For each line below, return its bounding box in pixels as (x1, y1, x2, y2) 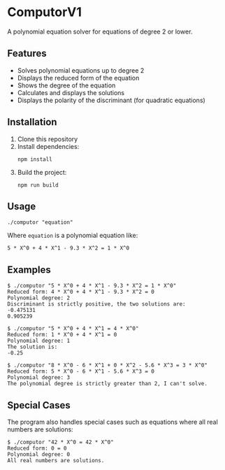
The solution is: (7, 343, 58, 350)
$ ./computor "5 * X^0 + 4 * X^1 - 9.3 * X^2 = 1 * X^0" (7, 283, 177, 290)
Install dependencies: (17, 142, 80, 150)
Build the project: (17, 168, 67, 176)
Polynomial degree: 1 (7, 337, 71, 345)
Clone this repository (17, 134, 78, 143)
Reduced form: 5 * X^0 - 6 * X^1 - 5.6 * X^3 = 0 (7, 368, 155, 375)
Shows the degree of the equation (17, 81, 116, 90)
